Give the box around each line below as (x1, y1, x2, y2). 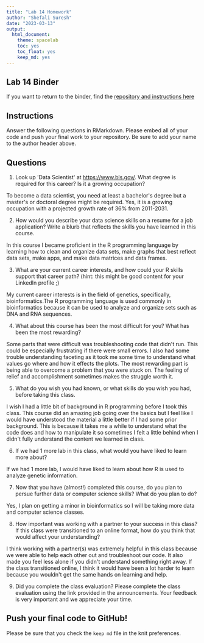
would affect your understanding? (15, 533, 100, 541)
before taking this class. (15, 391, 76, 399)
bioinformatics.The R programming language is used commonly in (6, 297, 172, 305)
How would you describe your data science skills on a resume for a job (15, 217, 193, 224)
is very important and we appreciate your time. (15, 595, 133, 603)
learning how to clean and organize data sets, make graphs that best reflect (6, 248, 196, 255)
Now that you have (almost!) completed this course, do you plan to (15, 484, 183, 491)
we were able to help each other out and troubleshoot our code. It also (6, 552, 183, 559)
